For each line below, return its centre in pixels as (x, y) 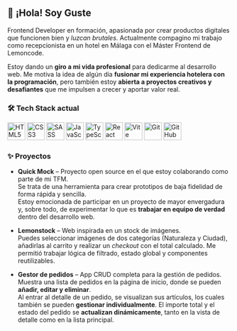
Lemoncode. (26, 53)
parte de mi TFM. (43, 179)
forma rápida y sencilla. (52, 194)
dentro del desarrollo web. (56, 217)
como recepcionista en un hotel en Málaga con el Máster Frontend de (109, 45)
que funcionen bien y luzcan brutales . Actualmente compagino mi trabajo (115, 38)
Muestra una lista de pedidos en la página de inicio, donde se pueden (119, 282)
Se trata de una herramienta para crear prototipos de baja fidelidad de (120, 187)
